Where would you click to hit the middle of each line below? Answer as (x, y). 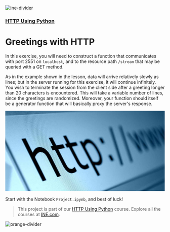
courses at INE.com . (39, 214)
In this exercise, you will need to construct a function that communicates (81, 56)
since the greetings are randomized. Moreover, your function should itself (82, 98)
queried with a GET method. (35, 67)
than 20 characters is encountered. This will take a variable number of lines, (84, 93)
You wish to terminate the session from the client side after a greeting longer (85, 87)
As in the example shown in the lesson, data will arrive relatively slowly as (82, 77)
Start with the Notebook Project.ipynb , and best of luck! (64, 199)
